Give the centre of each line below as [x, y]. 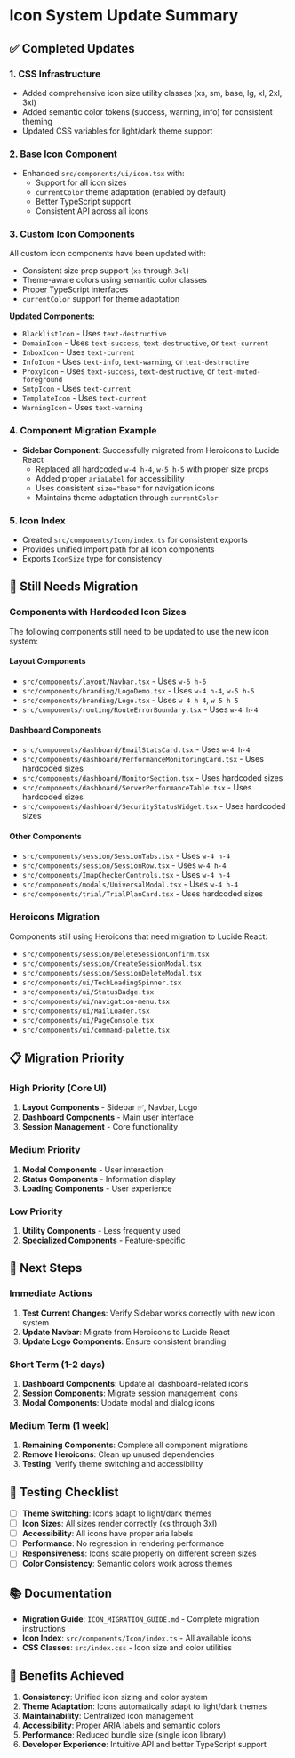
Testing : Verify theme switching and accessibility [112, 1464]
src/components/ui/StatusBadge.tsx [88, 992]
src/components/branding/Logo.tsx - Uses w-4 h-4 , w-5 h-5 [130, 700]
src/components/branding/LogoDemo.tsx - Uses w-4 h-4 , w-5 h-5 [138, 690]
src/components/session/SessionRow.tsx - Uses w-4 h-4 [124, 865]
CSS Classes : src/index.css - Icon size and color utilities [127, 1648]
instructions [44, 1629]
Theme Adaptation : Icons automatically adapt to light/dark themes [144, 1706]
